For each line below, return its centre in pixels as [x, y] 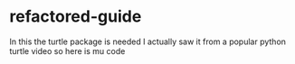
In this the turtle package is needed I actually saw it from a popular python [148, 41]
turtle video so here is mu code [67, 50]
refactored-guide [76, 17]
